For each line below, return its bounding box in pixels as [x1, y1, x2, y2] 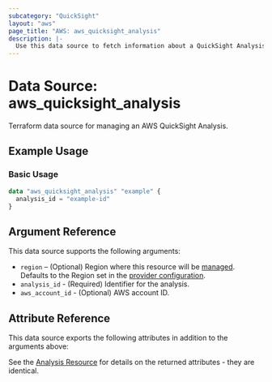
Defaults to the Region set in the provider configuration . [19, 271, 206, 281]
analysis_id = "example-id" [15, 195, 111, 203]
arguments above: [8, 341, 69, 351]
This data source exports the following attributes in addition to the [8, 333, 228, 342]
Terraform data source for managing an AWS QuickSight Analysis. [8, 121, 228, 131]
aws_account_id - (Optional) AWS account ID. [19, 288, 170, 298]
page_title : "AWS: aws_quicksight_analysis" [8, 27, 161, 35]
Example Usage [8, 144, 89, 158]
